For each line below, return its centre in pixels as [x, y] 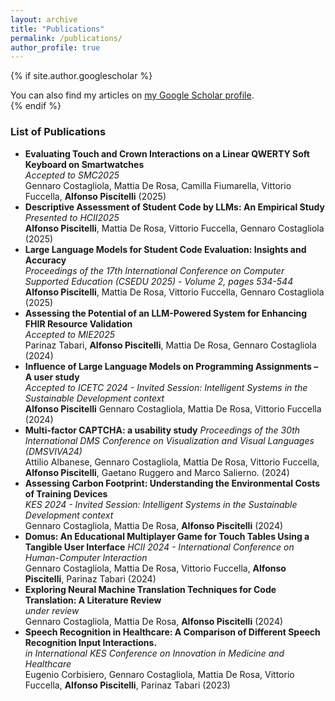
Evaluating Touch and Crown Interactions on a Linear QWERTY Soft [167, 153]
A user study [52, 377]
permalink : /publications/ [66, 38]
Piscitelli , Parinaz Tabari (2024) [90, 578]
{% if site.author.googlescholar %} [81, 76]
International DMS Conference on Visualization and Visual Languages [169, 440]
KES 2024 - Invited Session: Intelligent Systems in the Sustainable [161, 504]
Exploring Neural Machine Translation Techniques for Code [150, 589]
